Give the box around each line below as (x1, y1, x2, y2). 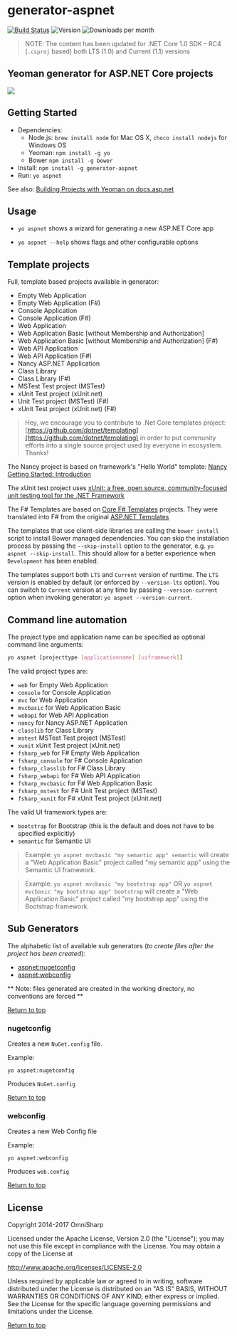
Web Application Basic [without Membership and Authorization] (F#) (17, 336, 218, 345)
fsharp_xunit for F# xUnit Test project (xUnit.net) (17, 794, 162, 802)
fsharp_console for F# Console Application (17, 756, 143, 765)
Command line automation (7, 614, 127, 626)
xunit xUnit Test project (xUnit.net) (17, 741, 121, 749)
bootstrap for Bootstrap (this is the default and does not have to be (17, 821, 215, 830)
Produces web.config (7, 1167, 70, 1176)
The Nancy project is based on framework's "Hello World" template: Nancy (7, 462, 228, 471)
